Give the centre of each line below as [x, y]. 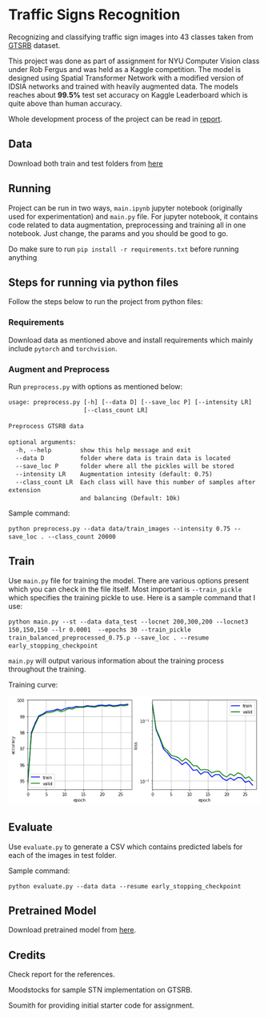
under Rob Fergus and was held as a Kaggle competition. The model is [125, 69]
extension [25, 490]
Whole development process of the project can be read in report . [115, 118]
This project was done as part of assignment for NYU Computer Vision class [134, 61]
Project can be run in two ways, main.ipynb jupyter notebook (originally [125, 208]
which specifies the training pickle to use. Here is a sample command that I [132, 597]
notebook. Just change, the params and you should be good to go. [118, 233]
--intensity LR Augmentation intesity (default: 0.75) [114, 474]
